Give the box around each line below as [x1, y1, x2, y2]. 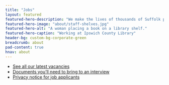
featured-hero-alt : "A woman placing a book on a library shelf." [5, 26, 147, 31]
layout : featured [5, 12, 42, 17]
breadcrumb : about [5, 40, 44, 45]
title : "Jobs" [5, 7, 35, 13]
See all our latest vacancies [12, 63, 70, 69]
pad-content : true [5, 45, 44, 50]
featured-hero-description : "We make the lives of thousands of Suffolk [5, 17, 161, 22]
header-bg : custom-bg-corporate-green [5, 36, 87, 41]
